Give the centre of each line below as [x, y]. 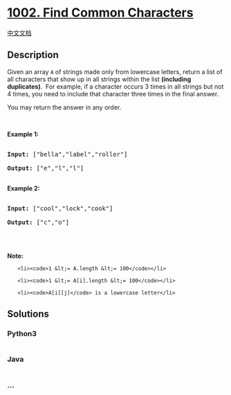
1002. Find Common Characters [100, 13]
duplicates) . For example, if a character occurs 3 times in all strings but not [115, 86]
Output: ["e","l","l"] [46, 168]
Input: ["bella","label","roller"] [67, 154]
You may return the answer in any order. [64, 107]
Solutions [28, 314]
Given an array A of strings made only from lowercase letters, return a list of [115, 71]
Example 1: [23, 134]
